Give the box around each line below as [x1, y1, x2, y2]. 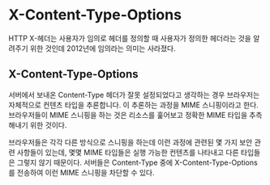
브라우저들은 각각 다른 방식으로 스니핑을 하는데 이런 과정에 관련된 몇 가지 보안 [8, 137, 253, 147]
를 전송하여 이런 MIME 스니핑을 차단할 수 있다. [8, 167, 156, 177]
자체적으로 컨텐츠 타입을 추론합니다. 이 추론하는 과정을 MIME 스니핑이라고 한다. [8, 99, 259, 110]
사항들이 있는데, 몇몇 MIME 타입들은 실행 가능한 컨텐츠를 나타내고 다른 [16, 147, 239, 157]
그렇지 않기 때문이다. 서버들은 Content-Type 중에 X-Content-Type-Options [16, 158, 258, 167]
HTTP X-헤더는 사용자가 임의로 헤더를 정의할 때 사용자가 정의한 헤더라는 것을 [8, 33, 251, 43]
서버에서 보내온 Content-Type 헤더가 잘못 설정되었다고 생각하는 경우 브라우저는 [8, 90, 260, 99]
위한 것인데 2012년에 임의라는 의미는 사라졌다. [29, 43, 176, 53]
